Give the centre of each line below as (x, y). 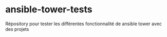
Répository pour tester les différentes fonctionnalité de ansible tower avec (83, 24)
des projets (17, 29)
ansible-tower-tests (49, 10)
